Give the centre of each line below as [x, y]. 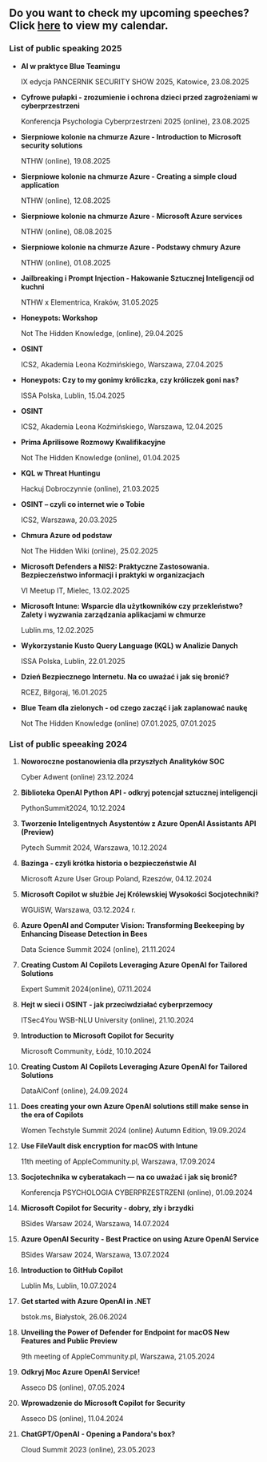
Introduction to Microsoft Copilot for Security [97, 1035]
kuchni [32, 286]
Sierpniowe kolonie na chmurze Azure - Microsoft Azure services [132, 216]
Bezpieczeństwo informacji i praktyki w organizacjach [112, 575]
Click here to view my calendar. [89, 26]
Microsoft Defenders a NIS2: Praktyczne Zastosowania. [115, 566]
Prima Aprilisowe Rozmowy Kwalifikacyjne [93, 442]
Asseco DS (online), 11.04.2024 [72, 1418]
